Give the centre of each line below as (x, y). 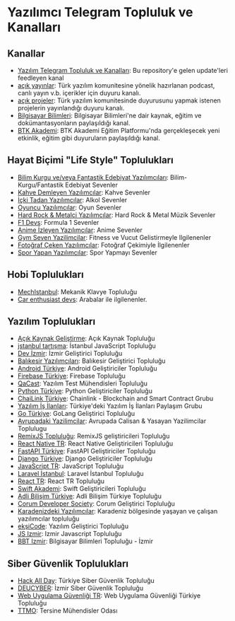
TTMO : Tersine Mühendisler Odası (67, 611)
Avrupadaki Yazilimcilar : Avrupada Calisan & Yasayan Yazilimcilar (112, 421)
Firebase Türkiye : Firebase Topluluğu (71, 376)
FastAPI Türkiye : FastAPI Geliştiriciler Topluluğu (86, 451)
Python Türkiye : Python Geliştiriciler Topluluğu (85, 391)
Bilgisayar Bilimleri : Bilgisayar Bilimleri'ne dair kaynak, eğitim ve (109, 115)
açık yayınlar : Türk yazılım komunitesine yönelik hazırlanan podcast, (116, 85)
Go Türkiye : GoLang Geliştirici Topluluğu (76, 414)
